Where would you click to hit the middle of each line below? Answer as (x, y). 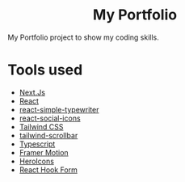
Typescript (37, 144)
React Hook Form (48, 169)
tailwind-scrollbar (48, 135)
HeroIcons (36, 161)
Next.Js (32, 92)
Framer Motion (44, 152)
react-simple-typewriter (59, 109)
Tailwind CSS (41, 126)
